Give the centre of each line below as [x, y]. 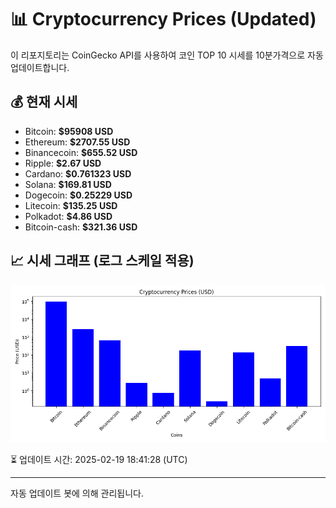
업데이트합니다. [40, 67]
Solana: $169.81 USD [68, 184]
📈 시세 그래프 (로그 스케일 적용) [102, 261]
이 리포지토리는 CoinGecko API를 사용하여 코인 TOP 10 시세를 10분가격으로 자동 [167, 55]
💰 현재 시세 [44, 102]
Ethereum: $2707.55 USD [77, 142]
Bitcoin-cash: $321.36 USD [81, 227]
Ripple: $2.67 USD [63, 163]
